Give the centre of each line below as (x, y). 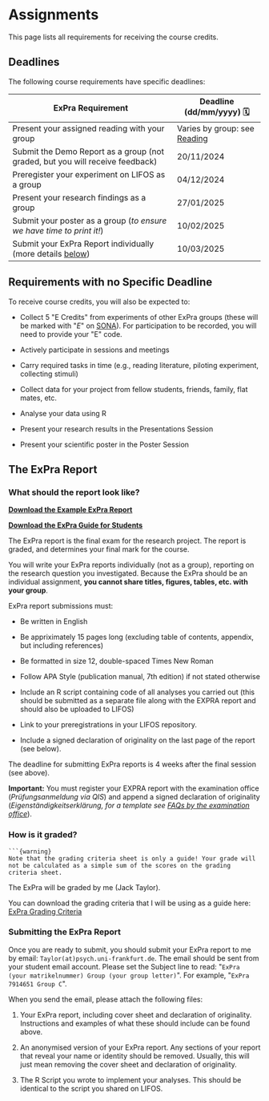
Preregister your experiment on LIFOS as (89, 174)
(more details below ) (51, 253)
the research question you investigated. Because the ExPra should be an (128, 573)
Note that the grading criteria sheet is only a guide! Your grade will (132, 858)
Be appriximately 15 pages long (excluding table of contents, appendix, (137, 637)
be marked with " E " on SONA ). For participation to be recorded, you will (138, 326)
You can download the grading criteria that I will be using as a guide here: (130, 903)
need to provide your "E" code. (71, 334)
